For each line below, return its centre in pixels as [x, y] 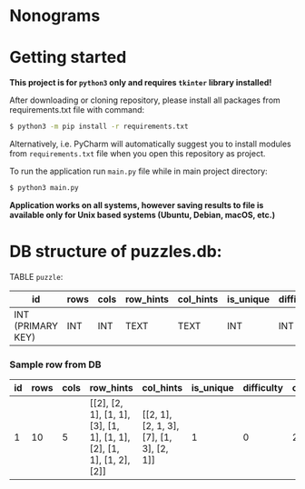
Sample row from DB [55, 364]
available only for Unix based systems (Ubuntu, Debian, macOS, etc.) [142, 215]
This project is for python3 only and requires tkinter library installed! [141, 83]
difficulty [263, 388]
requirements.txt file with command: [77, 110]
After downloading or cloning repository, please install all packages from [145, 100]
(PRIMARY [36, 325]
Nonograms [55, 16]
